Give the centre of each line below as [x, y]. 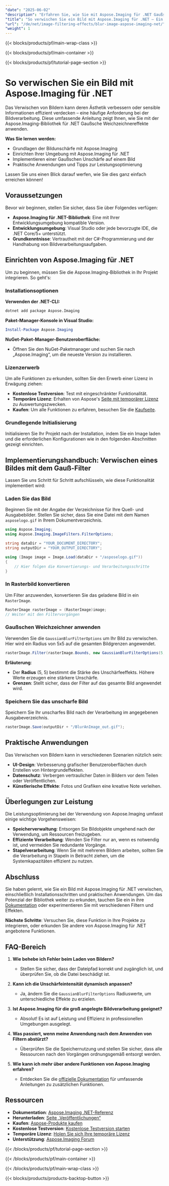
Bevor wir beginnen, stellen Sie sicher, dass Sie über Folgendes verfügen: [82, 208]
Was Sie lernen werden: [31, 139]
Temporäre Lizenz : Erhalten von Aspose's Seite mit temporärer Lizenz [85, 399]
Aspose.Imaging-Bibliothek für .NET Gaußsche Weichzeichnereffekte [77, 123]
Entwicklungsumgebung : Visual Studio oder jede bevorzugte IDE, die [85, 228]
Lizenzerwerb [22, 367]
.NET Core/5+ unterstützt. [39, 233]
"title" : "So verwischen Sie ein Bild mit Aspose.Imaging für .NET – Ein [84, 19]
